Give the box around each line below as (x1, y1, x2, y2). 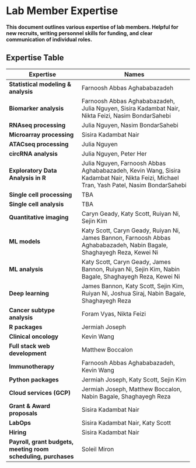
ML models (9, 237, 41, 245)
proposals (9, 409, 38, 417)
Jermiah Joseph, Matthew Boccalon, (81, 385, 182, 393)
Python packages (9, 376, 60, 384)
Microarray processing (9, 130, 74, 139)
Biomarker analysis (9, 104, 64, 112)
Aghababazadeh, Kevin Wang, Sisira (81, 166, 181, 174)
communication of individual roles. (6, 36, 92, 43)
